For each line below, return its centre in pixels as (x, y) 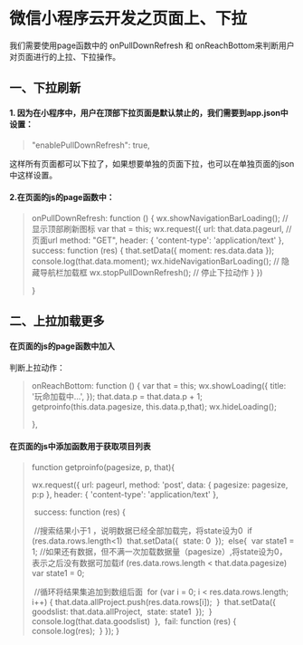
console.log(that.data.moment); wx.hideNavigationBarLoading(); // (156, 261)
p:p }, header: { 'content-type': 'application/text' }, (125, 494)
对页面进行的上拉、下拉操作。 (65, 56)
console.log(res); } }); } (76, 631)
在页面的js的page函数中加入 (62, 346)
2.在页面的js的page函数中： (62, 197)
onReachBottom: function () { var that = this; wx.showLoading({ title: (159, 386)
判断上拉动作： (37, 368)
